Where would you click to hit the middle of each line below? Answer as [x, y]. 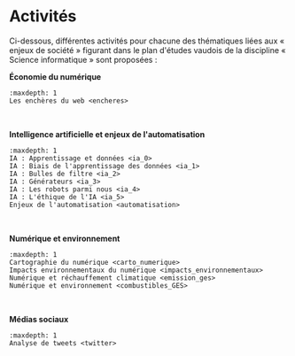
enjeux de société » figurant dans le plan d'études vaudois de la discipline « [147, 50]
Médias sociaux [39, 319]
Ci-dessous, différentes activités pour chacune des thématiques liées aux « [147, 41]
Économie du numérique [55, 76]
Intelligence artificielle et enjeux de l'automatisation [107, 134]
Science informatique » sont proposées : [83, 59]
